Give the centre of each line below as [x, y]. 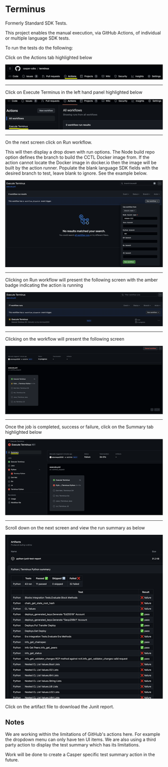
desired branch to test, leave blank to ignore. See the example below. [76, 173]
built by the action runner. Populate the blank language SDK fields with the [82, 168]
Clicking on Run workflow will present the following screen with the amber [81, 280]
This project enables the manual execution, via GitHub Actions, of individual [83, 33]
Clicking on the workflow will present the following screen [65, 339]
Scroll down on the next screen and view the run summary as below [75, 528]
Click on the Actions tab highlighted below [49, 57]
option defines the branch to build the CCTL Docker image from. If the [77, 157]
